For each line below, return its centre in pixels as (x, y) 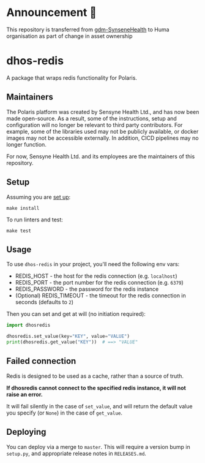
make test (19, 231)
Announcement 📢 (51, 13)
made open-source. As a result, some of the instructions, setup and (92, 118)
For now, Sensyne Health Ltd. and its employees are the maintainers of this (101, 156)
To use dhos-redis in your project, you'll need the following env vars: (93, 264)
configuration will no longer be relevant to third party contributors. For (95, 124)
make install (23, 208)
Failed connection (41, 361)
